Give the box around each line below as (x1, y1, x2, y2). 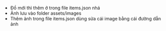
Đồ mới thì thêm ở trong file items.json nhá (10, 5, 100, 11)
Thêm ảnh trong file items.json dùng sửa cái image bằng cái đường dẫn (10, 16, 161, 21)
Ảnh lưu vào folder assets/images (10, 10, 82, 16)
